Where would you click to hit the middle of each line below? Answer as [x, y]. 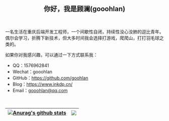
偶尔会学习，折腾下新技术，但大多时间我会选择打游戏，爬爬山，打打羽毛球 [82, 38]
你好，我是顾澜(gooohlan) [84, 9]
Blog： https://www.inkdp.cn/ [43, 84]
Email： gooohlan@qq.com [40, 90]
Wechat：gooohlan [32, 71]
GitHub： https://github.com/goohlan [50, 78]
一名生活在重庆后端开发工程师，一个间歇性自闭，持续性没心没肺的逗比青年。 [84, 31]
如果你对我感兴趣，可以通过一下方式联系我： [52, 54]
